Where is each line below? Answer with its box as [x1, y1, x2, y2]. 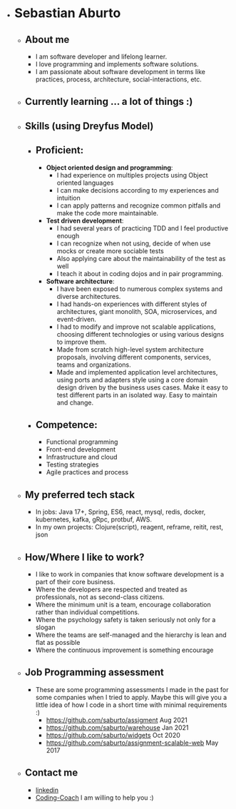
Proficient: [35, 144, 84, 156]
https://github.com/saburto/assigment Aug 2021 [46, 716, 188, 724]
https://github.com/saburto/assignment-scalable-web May [46, 738, 219, 747]
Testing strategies [46, 460, 99, 469]
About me [24, 34, 70, 46]
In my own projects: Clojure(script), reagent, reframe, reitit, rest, [35, 523, 223, 531]
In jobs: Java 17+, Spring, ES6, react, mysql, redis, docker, [35, 508, 206, 517]
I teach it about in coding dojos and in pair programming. [56, 269, 223, 278]
